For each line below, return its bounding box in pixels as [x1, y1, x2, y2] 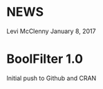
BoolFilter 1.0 [6, 51, 84, 67]
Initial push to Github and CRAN [6, 74, 97, 82]
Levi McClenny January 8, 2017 [6, 27, 96, 35]
